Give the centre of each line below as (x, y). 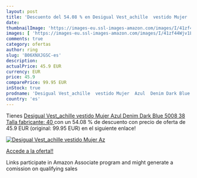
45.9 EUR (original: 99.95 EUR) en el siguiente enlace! (71, 128)
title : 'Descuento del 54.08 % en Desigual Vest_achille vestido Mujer (97, 17)
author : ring (22, 50)
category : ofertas (28, 45)
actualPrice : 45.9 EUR (34, 66)
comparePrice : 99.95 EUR (36, 83)
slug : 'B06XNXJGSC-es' (34, 55)
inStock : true (23, 88)
